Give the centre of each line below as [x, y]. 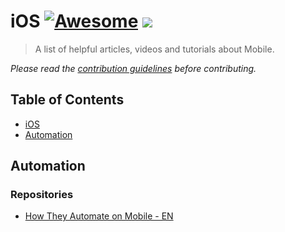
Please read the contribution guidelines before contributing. [133, 68]
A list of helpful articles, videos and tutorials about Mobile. [154, 49]
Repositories [42, 195]
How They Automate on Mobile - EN [99, 216]
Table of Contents [67, 100]
